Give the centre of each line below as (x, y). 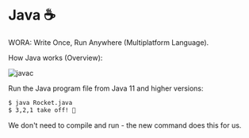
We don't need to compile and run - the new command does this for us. (125, 125)
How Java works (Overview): (56, 58)
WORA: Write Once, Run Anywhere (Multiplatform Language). (109, 42)
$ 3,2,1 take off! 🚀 (42, 110)
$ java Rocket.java (40, 103)
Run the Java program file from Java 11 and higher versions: (106, 88)
